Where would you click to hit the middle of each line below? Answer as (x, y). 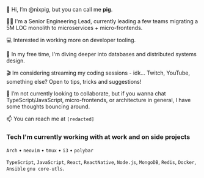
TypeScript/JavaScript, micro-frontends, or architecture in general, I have (99, 100)
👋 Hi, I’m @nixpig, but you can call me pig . (60, 9)
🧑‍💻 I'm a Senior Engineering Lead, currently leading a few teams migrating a (102, 21)
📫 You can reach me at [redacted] (50, 119)
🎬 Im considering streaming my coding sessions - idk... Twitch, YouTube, (98, 73)
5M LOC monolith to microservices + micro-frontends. (75, 28)
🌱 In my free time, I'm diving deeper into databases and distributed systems (101, 54)
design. (16, 61)
